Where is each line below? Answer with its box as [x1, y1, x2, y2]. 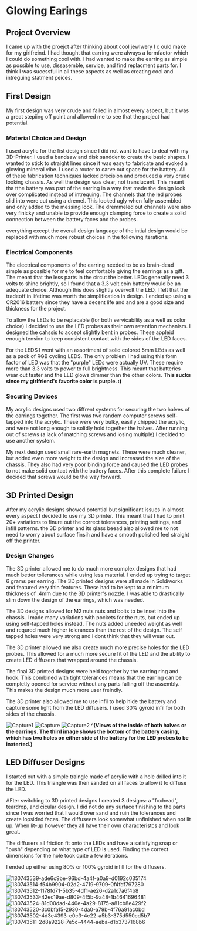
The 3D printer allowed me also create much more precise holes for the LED [6, 644, 189, 651]
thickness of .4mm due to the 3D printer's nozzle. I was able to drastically [6, 590, 184, 597]
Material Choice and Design [6, 134, 87, 142]
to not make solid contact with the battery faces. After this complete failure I [6, 467, 190, 474]
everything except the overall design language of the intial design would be [6, 227, 188, 234]
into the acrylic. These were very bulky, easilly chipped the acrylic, [24, 418, 186, 425]
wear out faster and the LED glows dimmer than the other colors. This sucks [6, 372, 191, 379]
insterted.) [6, 740, 33, 747]
